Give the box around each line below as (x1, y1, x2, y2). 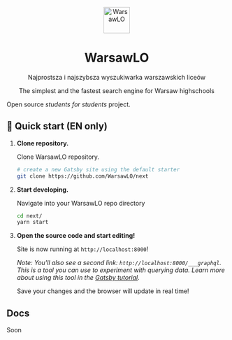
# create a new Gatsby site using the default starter (16, 166, 180, 173)
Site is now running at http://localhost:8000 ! (16, 245, 149, 253)
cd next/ (16, 212, 43, 220)
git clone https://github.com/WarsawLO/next (16, 172, 149, 180)
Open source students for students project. (6, 100, 131, 108)
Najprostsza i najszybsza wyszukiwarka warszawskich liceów (27, 73, 206, 81)
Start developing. (16, 185, 69, 194)
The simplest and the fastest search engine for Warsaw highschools (19, 86, 215, 94)
